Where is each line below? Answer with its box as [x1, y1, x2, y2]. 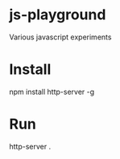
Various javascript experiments [9, 32, 112, 42]
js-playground [9, 6, 106, 24]
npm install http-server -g [9, 87, 95, 96]
